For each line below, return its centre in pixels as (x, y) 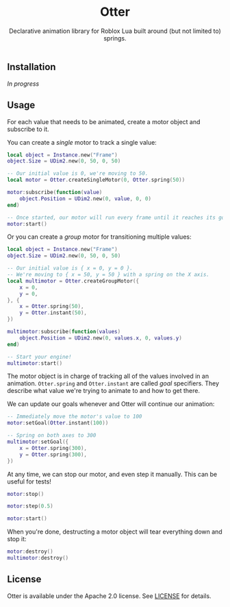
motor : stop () (26, 494)
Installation (31, 67)
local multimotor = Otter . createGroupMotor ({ (73, 281)
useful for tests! (29, 481)
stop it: (17, 539)
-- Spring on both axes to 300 (52, 436)
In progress (23, 84)
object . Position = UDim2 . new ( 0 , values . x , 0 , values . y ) (101, 338)
